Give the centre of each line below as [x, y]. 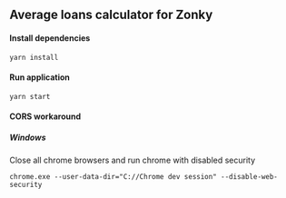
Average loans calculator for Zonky [111, 15]
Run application [40, 77]
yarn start [30, 96]
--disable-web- [250, 177]
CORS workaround [45, 116]
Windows [28, 137]
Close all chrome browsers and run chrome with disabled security [133, 160]
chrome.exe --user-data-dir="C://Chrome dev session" [113, 177]
